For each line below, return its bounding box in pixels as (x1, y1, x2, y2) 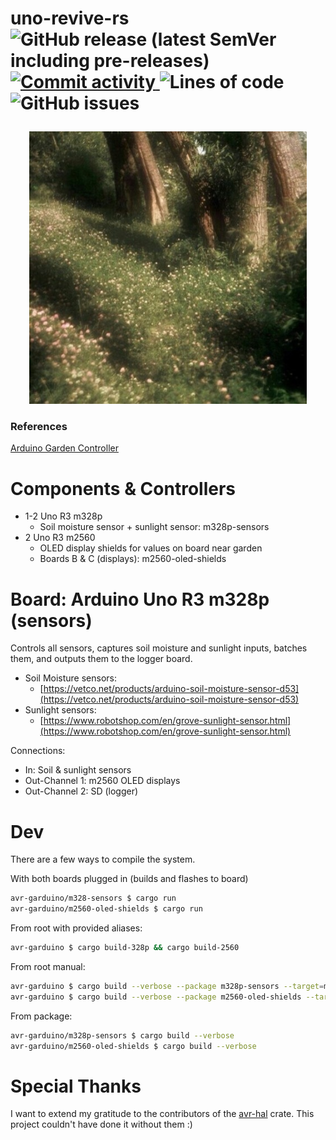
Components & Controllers (10, 477, 237, 500)
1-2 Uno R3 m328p (24, 510, 103, 522)
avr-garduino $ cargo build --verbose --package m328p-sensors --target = (10, 981, 325, 991)
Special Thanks (10, 1075, 142, 1097)
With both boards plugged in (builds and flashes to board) (10, 873, 249, 885)
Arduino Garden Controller (10, 442, 119, 454)
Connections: (10, 745, 66, 757)
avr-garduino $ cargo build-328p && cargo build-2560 (10, 943, 240, 953)
